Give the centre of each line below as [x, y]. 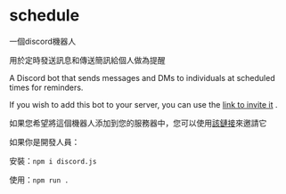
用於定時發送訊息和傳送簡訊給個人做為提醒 [87, 60]
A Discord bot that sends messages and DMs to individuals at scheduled [142, 77]
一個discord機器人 [43, 41]
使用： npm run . [39, 180]
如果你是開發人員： [45, 141]
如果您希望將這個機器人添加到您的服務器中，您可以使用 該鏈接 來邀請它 [138, 123]
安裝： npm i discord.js [53, 160]
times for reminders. [46, 87]
